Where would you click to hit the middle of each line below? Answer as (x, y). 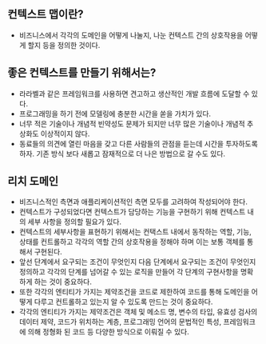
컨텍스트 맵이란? (46, 14)
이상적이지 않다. (65, 134)
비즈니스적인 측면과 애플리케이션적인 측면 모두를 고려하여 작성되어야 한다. (133, 202)
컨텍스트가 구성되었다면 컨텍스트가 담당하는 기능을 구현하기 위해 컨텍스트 (132, 212)
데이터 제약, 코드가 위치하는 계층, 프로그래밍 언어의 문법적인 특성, (120, 322)
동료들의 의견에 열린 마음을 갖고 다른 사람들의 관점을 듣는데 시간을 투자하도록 (139, 143)
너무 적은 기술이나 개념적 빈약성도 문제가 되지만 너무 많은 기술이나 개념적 (132, 123)
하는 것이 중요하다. (63, 282)
